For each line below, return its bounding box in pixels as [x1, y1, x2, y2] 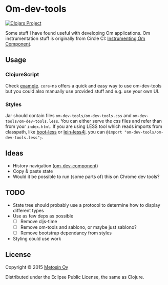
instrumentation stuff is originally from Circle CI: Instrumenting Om [5, 35, 145, 41]
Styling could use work [12, 235, 61, 242]
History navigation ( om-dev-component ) [12, 162, 98, 169]
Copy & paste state [12, 168, 53, 174]
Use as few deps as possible [12, 213, 74, 219]
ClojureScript [5, 71, 39, 78]
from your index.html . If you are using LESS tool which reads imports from [5, 123, 162, 129]
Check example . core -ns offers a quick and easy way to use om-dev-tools [5, 82, 162, 89]
